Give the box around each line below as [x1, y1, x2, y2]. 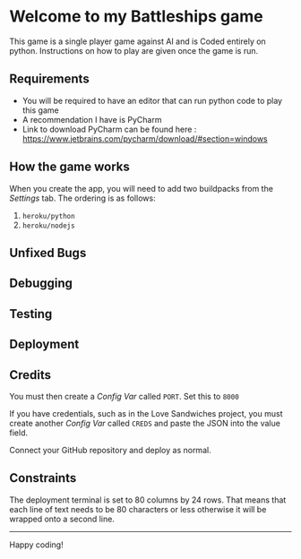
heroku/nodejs [21, 221, 75, 230]
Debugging [9, 276, 73, 291]
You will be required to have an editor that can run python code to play [21, 95, 283, 106]
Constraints [9, 470, 77, 486]
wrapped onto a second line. [9, 513, 115, 524]
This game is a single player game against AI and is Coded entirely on [9, 36, 266, 47]
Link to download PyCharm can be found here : [21, 124, 197, 134]
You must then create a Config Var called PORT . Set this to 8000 [9, 391, 239, 401]
